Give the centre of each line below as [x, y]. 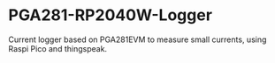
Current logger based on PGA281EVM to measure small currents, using [137, 39]
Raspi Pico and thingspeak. [58, 48]
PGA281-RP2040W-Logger [111, 15]
